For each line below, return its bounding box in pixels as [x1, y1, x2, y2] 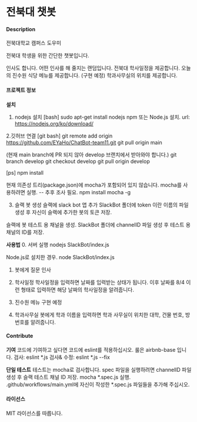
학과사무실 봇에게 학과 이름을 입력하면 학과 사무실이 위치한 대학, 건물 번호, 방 [14, 311, 191, 318]
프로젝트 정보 [6, 86, 36, 93]
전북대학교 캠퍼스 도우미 [6, 40, 62, 47]
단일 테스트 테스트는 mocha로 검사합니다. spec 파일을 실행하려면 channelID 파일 [6, 366, 192, 373]
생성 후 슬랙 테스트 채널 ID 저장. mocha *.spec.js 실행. [6, 373, 131, 381]
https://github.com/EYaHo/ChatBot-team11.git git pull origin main [6, 139, 163, 146]
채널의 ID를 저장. [6, 228, 45, 235]
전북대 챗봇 [6, 5, 56, 19]
